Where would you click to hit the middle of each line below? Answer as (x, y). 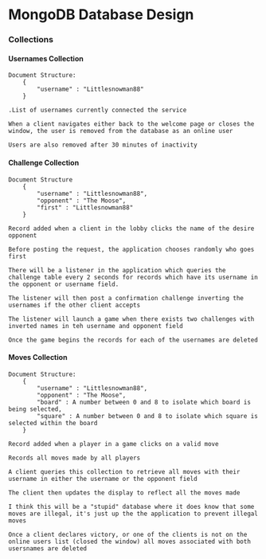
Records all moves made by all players (74, 458)
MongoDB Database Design (101, 15)
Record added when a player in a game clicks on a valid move (113, 444)
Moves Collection (38, 358)
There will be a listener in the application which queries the (117, 270)
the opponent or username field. (64, 284)
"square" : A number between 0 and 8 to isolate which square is (148, 416)
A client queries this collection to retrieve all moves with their (124, 471)
